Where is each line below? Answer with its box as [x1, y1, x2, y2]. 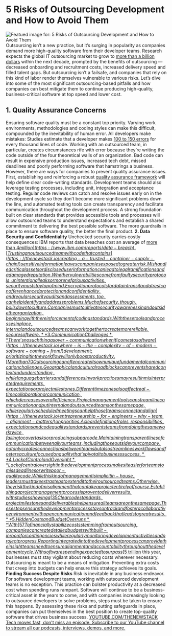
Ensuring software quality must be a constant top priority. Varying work [6, 119, 156, 126]
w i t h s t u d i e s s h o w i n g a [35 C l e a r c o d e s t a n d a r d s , [6, 494, 103, 501]
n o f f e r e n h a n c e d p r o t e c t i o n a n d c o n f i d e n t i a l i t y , [6, 288, 101, 294]
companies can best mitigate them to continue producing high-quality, [6, 85, 154, 92]
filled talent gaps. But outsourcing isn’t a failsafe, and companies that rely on [6, 69, 167, 75]
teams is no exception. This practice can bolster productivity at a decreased [6, 581, 166, 587]
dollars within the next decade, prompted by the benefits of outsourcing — [6, 58, 163, 64]
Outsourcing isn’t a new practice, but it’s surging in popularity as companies [6, 42, 165, 48]
